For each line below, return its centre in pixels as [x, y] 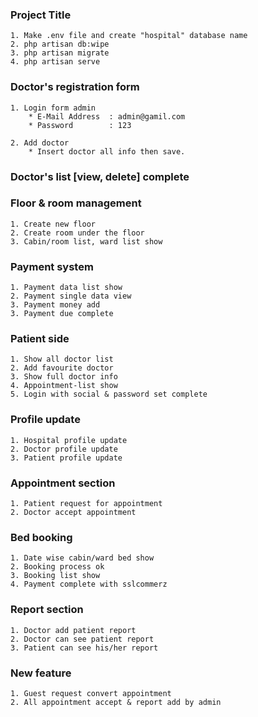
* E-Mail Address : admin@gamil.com [107, 116]
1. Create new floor [53, 224]
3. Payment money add [55, 305]
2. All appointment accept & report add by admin [116, 702]
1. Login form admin [53, 108]
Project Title [41, 15]
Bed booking [41, 537]
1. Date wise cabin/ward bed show [82, 558]
